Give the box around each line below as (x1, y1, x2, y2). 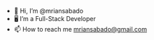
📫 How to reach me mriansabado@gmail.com (13, 25, 147, 33)
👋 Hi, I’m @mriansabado (13, 7, 84, 15)
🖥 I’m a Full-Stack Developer (13, 15, 96, 22)
